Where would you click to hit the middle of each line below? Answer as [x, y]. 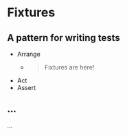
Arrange [29, 54]
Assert [26, 88]
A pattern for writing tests [63, 38]
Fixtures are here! [69, 67]
